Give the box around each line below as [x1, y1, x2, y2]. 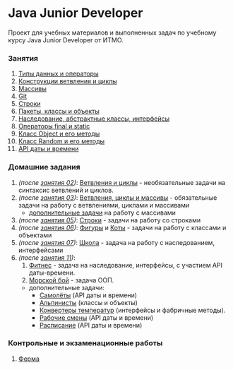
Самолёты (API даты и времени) [39, 291, 137, 299]
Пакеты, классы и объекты [18, 107, 100, 116]
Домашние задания [8, 162, 80, 172]
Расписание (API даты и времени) [39, 321, 143, 329]
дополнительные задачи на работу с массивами [28, 208, 176, 217]
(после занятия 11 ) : [18, 253, 76, 262]
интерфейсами [18, 246, 64, 254]
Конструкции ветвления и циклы [18, 77, 117, 85]
